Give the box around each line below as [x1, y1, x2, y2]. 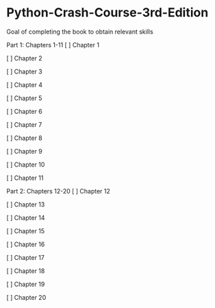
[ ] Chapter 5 [6, 94, 42, 102]
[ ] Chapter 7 [6, 120, 42, 128]
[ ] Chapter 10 [6, 160, 45, 169]
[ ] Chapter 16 [6, 240, 45, 248]
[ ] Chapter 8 [6, 134, 42, 142]
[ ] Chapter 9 [6, 147, 42, 155]
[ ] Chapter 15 [6, 226, 45, 235]
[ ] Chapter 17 [6, 253, 45, 261]
